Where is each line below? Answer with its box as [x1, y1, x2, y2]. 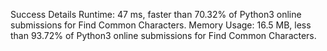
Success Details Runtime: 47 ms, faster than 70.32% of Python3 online [10, 9, 302, 20]
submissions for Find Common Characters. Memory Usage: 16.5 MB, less [10, 19, 312, 31]
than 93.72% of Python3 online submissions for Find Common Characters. [10, 30, 317, 41]
